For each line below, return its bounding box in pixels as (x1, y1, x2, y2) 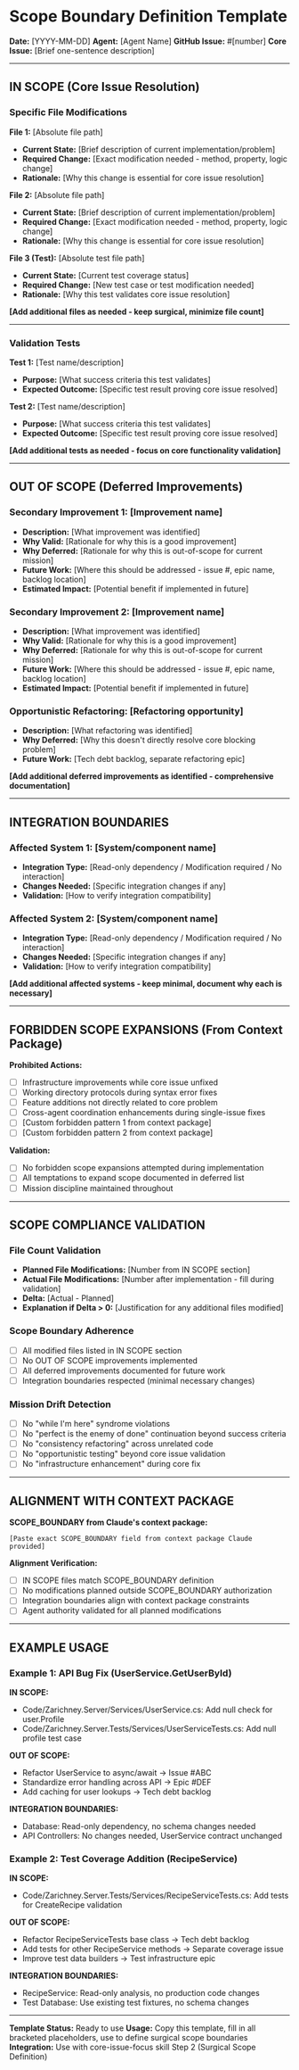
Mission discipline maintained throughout (21, 1182, 174, 1193)
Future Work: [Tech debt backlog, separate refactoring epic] (21, 754, 246, 765)
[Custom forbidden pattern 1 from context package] (21, 1117, 212, 1128)
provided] (9, 1542, 46, 1552)
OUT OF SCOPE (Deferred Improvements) (9, 479, 243, 494)
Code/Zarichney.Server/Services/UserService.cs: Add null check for (21, 1704, 273, 1715)
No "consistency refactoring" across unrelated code (21, 1438, 214, 1449)
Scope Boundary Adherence (9, 1325, 134, 1337)
